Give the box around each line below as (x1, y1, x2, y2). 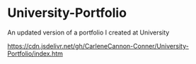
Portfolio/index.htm (7, 49, 64, 58)
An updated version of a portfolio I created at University (7, 28, 170, 37)
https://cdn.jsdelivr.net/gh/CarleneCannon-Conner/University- (7, 41, 189, 50)
